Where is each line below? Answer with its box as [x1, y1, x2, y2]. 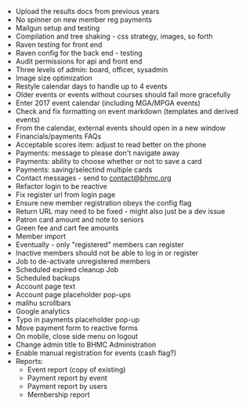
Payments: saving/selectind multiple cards [15, 165, 153, 174]
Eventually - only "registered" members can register [15, 240, 184, 249]
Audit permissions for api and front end [15, 56, 143, 66]
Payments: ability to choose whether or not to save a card [15, 157, 202, 165]
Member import [15, 231, 67, 241]
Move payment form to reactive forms [15, 323, 139, 333]
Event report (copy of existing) [27, 365, 126, 374]
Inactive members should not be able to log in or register [15, 249, 199, 257]
